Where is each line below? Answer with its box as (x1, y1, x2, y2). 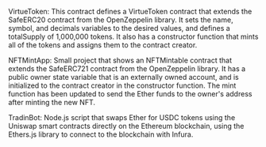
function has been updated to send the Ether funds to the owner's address (8, 89, 253, 98)
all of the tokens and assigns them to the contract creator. (8, 40, 198, 50)
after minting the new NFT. (8, 98, 96, 107)
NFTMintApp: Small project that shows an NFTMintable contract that (8, 55, 233, 65)
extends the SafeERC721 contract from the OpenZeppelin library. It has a (8, 64, 246, 73)
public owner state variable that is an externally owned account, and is (8, 73, 240, 81)
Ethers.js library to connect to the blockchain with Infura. (8, 130, 194, 139)
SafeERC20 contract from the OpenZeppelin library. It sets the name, (8, 15, 233, 24)
